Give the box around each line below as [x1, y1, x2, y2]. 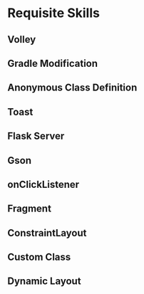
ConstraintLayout [7, 226, 87, 239]
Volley [7, 33, 36, 46]
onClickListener [7, 178, 80, 190]
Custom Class [7, 251, 71, 263]
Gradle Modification [7, 57, 98, 69]
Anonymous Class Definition [7, 82, 138, 94]
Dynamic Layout [7, 275, 81, 288]
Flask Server [7, 130, 65, 142]
